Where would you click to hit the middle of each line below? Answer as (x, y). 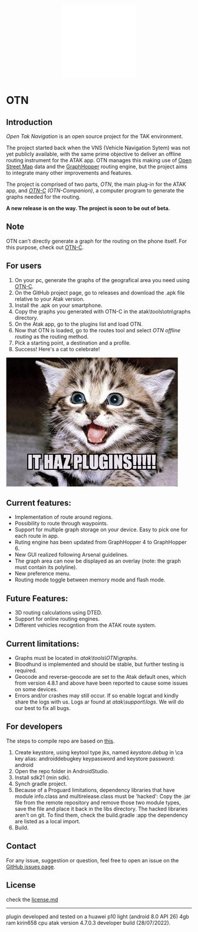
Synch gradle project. (41, 783)
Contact (21, 846)
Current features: (39, 503)
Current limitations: (43, 644)
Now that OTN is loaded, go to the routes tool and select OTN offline (98, 330)
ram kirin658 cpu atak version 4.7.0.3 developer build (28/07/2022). (88, 923)
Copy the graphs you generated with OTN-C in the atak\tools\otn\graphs (103, 311)
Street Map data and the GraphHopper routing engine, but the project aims (97, 166)
